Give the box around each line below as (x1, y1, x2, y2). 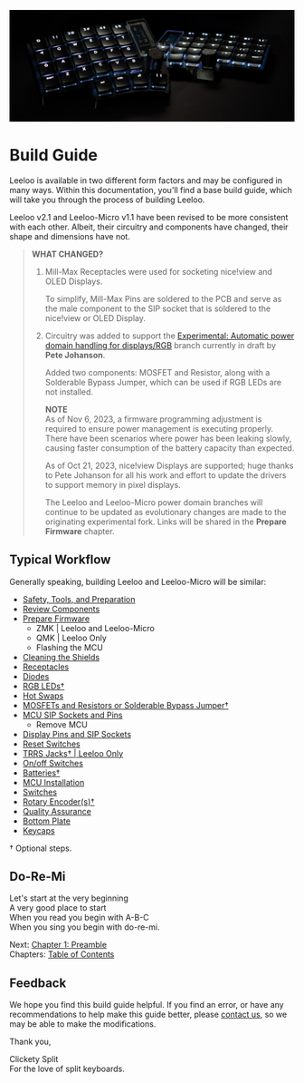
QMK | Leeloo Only (35, 632, 107, 643)
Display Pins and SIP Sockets (22, 728, 132, 739)
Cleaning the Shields (22, 651, 100, 662)
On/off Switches (22, 757, 84, 768)
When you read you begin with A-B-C (9, 912, 149, 923)
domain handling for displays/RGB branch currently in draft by (44, 339, 277, 350)
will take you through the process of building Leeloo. (9, 194, 205, 205)
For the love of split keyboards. (9, 1063, 125, 1075)
